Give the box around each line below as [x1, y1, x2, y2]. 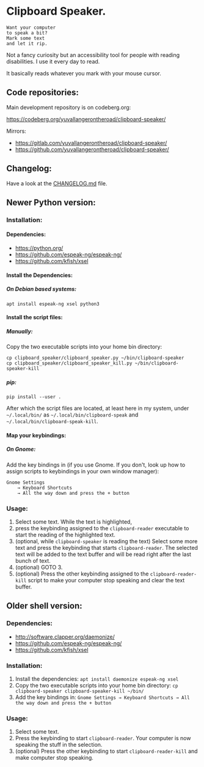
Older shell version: [6, 601, 82, 611]
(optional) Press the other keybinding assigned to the [15, 570, 149, 577]
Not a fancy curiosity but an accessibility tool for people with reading [6, 51, 180, 59]
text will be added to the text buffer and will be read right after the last [15, 550, 191, 558]
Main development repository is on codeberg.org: [6, 103, 131, 111]
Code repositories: [6, 87, 79, 98]
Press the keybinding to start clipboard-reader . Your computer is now [15, 735, 191, 742]
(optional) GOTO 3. [15, 564, 63, 571]
